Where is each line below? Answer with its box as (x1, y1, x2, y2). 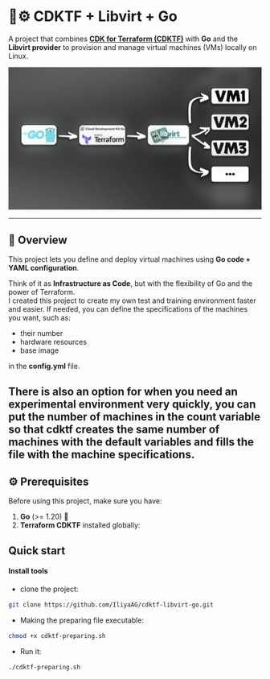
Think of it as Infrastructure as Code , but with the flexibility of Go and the (8, 279, 253, 288)
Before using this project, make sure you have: (8, 496, 162, 506)
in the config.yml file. (8, 362, 80, 371)
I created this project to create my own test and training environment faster (8, 296, 257, 305)
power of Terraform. (8, 288, 76, 297)
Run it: (19, 646, 42, 656)
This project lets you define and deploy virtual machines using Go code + (8, 255, 251, 264)
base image (19, 346, 59, 355)
